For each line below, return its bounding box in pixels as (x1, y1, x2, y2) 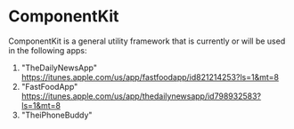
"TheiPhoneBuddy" (20, 109, 93, 120)
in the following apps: (8, 44, 87, 55)
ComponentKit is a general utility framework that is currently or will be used (8, 36, 286, 46)
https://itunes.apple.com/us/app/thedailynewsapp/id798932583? (20, 91, 262, 101)
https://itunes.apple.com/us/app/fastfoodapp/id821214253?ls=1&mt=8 (20, 71, 280, 82)
